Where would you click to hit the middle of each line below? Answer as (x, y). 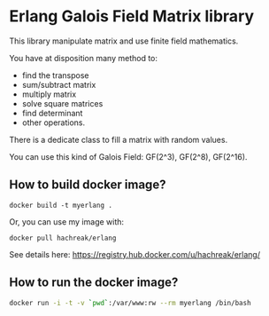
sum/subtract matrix (59, 84)
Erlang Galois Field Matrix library (132, 16)
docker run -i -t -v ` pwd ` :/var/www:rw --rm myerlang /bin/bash (130, 303)
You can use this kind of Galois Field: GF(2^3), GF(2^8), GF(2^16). (128, 156)
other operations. (54, 122)
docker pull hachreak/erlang (63, 238)
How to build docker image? (88, 185)
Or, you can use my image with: (67, 221)
